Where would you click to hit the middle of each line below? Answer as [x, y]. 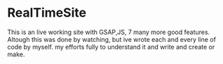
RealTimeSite [47, 13]
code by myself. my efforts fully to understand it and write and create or [111, 47]
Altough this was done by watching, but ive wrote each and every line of [111, 39]
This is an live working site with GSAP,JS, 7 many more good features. [109, 32]
